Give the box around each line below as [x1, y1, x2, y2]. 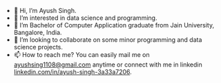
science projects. [13, 43, 64, 51]
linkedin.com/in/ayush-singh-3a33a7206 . [13, 68, 133, 75]
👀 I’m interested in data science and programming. [13, 14, 157, 22]
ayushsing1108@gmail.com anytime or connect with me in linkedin [13, 60, 202, 69]
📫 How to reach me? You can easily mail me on [13, 51, 150, 58]
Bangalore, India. [13, 28, 62, 36]
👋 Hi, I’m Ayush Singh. [13, 7, 77, 14]
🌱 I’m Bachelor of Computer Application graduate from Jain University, [13, 21, 215, 29]
